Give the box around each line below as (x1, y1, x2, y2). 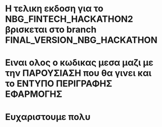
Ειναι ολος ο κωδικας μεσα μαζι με (5, 57, 154, 68)
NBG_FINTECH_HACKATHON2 (5, 13, 133, 25)
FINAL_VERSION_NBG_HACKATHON (5, 35, 158, 46)
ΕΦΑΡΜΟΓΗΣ (5, 88, 63, 100)
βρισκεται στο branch (5, 24, 97, 35)
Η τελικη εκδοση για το (5, 3, 104, 14)
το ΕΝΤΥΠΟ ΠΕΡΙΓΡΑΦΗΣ (5, 78, 112, 89)
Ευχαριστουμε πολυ (5, 111, 91, 123)
